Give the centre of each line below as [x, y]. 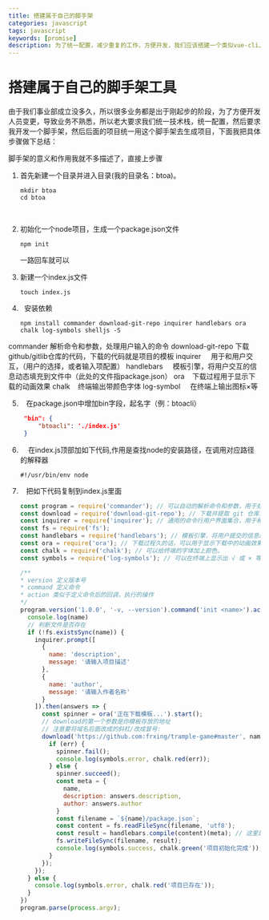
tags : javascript [37, 30]
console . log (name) [58, 617]
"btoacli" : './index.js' [80, 426]
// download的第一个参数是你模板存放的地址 [106, 722]
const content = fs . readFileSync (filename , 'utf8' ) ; [146, 826]
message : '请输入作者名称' [90, 692]
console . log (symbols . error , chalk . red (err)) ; [133, 759]
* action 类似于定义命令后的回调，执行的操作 [87, 595]
